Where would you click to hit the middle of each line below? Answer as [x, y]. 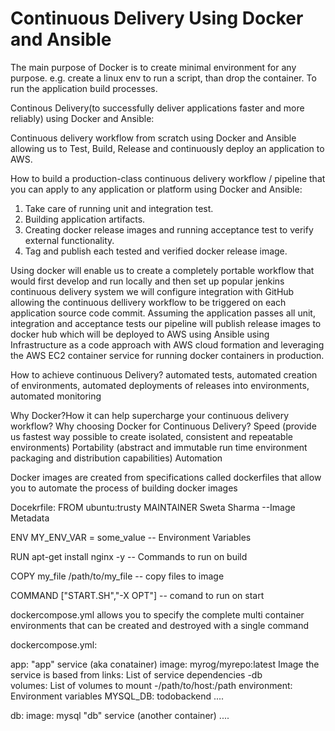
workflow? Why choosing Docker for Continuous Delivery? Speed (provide [163, 426]
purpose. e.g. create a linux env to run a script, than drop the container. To [163, 78]
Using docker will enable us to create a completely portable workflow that [162, 270]
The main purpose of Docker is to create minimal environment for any [153, 67]
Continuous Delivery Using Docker [157, 18]
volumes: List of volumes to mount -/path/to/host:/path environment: [151, 685]
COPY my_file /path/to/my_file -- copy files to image [117, 576]
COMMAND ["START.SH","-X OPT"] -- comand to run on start [137, 595]
